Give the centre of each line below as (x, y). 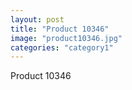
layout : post (37, 19)
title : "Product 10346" (60, 29)
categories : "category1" (62, 47)
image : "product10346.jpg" (66, 38)
